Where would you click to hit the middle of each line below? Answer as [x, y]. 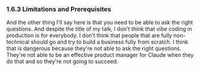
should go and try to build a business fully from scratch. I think [109, 42]
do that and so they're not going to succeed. [62, 62]
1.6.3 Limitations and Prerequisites [59, 9]
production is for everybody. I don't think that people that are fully [89, 35]
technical [18, 42]
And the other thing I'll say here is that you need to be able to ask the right [100, 23]
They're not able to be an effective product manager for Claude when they [100, 55]
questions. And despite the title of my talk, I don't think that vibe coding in [99, 29]
